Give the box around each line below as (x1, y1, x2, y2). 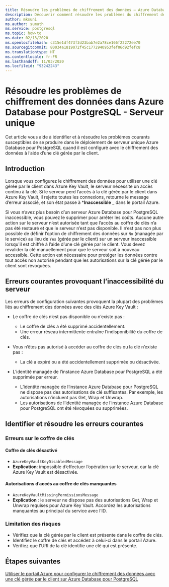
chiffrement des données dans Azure (5, 96, 164, 107)
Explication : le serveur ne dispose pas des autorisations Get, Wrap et (12, 497, 158, 503)
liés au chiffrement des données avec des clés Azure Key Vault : (5, 304, 138, 310)
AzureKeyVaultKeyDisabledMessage (12, 459, 83, 465)
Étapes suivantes (5, 557, 61, 566)
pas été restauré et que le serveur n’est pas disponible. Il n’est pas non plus (5, 225, 161, 231)
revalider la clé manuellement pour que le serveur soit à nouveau (5, 246, 140, 252)
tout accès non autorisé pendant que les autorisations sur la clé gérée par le (5, 257, 163, 263)
